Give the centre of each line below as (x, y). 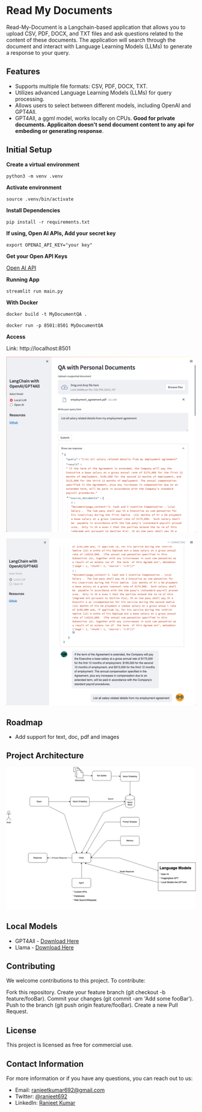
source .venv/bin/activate (40, 199)
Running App (23, 279)
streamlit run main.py (35, 291)
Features (23, 72)
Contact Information (45, 1064)
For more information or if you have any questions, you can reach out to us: (99, 1078)
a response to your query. (38, 52)
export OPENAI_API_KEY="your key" (50, 245)
